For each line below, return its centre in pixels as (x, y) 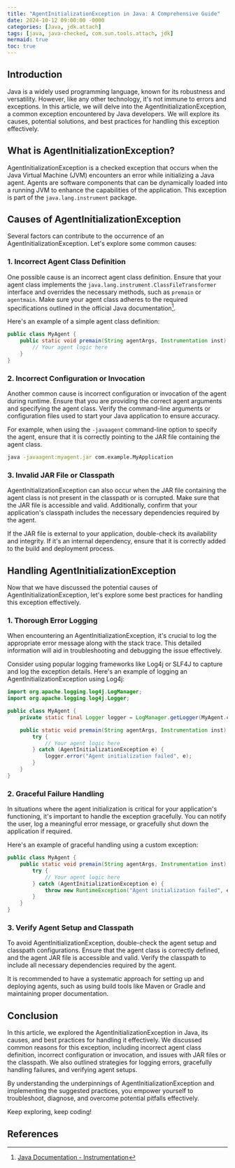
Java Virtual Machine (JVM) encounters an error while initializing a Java (111, 175)
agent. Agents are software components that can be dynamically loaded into (117, 182)
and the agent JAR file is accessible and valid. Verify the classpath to (107, 958)
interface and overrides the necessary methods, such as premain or (104, 292)
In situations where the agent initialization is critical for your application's (112, 809)
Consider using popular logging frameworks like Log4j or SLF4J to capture (115, 664)
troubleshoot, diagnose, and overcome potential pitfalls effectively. (103, 1098)
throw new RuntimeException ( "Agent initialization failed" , (134, 890)
